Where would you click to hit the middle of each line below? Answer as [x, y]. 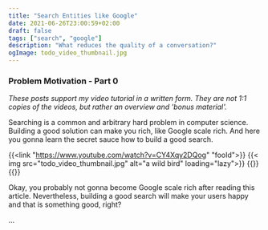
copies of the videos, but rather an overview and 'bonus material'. [118, 107]
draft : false [30, 30]
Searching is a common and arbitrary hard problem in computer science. [128, 123]
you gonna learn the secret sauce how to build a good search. [111, 139]
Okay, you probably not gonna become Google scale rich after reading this [132, 188]
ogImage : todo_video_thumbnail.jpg [68, 53]
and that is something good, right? [65, 204]
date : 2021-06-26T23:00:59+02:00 [64, 23]
